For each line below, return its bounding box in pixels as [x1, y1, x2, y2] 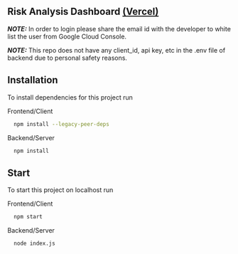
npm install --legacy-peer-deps [13, 120, 110, 127]
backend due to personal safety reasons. [7, 53, 128, 62]
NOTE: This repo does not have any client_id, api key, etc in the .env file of [7, 46, 226, 54]
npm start [13, 213, 43, 221]
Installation [7, 74, 58, 86]
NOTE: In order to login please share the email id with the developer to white [7, 24, 231, 33]
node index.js [13, 240, 55, 248]
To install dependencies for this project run [7, 92, 134, 102]
